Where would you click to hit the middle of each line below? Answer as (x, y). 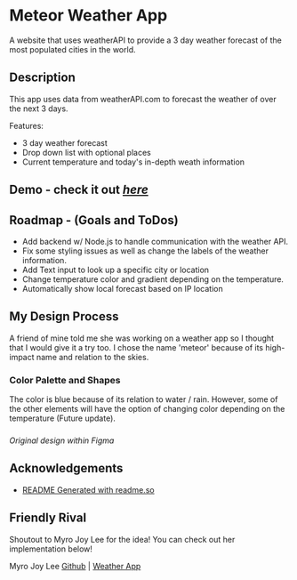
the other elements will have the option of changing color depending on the (147, 409)
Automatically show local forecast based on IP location (123, 288)
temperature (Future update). (62, 418)
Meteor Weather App (88, 16)
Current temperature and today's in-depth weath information (133, 162)
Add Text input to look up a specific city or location (116, 270)
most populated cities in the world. (72, 49)
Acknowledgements (66, 468)
